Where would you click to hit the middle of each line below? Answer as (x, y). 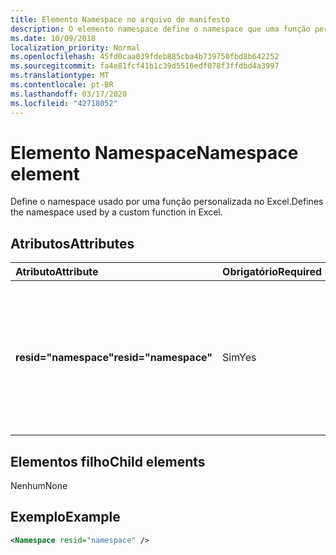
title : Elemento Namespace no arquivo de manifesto (120, 19)
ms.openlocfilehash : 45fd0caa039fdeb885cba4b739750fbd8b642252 (145, 57)
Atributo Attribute (57, 272)
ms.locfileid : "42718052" (64, 103)
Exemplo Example (65, 517)
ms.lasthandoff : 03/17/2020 (69, 94)
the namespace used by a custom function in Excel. (116, 212)
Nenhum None (39, 486)
